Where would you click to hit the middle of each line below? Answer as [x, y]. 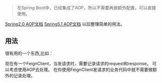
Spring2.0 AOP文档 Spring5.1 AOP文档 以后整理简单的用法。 [65, 24]
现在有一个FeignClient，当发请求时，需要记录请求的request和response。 [78, 64]
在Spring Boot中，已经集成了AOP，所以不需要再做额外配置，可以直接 [87, 8]
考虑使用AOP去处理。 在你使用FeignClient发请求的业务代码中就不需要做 [81, 69]
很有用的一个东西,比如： [29, 54]
